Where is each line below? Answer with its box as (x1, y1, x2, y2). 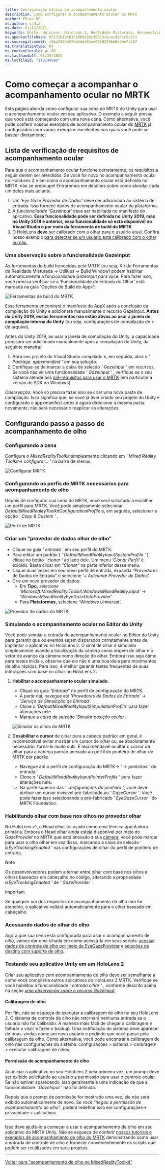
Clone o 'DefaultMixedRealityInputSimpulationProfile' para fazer (19, 703, 150, 709)
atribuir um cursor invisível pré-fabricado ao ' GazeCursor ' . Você (19, 790, 152, 796)
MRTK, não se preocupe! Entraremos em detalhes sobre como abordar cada (5, 183, 160, 188)
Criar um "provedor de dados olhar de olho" (5, 535, 112, 542)
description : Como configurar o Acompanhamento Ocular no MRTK (5, 12, 137, 17)
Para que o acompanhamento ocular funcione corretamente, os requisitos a (5, 167, 158, 173)
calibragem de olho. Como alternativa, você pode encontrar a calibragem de (5, 1036, 160, 1042)
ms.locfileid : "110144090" (5, 58, 60, 63)
